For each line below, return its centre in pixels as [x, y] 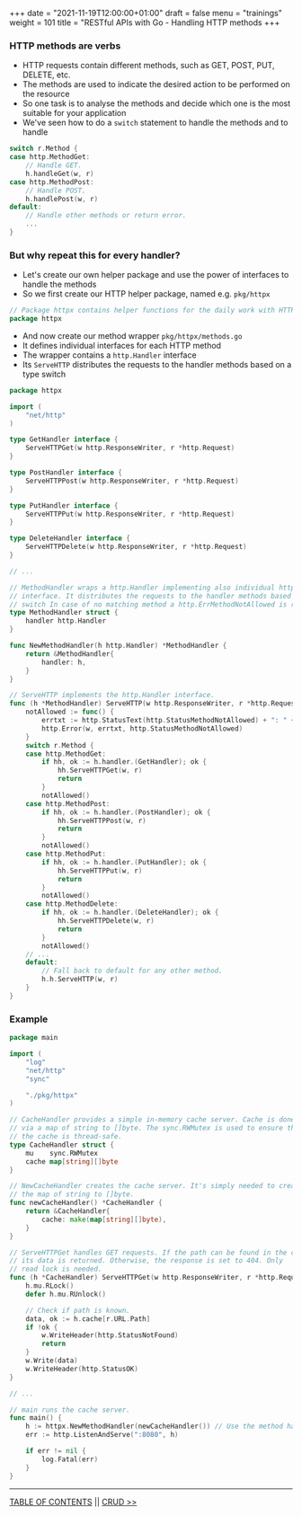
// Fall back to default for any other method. [132, 971]
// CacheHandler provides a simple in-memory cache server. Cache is [142, 1120]
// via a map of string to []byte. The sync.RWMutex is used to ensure [146, 1128]
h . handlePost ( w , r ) [62, 199]
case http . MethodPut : [66, 854]
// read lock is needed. [56, 1269]
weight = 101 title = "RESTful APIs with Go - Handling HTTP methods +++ [145, 22]
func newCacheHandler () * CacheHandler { [86, 1203]
